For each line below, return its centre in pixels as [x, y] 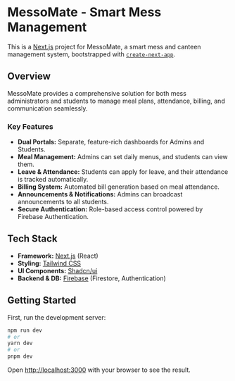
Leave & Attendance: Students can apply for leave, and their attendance [123, 172]
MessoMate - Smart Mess [84, 12]
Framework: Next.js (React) [58, 256]
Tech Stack [32, 239]
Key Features [31, 126]
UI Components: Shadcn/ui [57, 270]
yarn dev [20, 343]
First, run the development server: [57, 317]
